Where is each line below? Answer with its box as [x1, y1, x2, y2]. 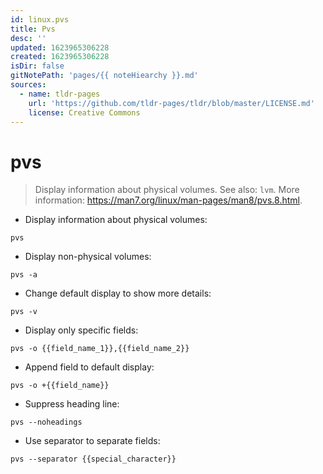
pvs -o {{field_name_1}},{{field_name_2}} [10, 344, 190, 354]
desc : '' [10, 33, 47, 43]
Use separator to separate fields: [24, 435, 161, 447]
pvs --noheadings [10, 417, 83, 428]
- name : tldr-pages [19, 89, 101, 99]
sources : [10, 80, 47, 90]
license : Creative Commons [28, 107, 141, 118]
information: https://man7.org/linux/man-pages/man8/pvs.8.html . [34, 194, 303, 206]
